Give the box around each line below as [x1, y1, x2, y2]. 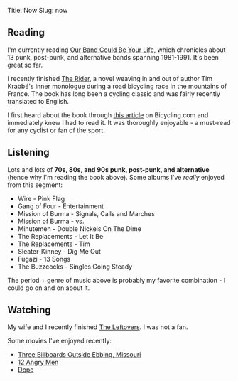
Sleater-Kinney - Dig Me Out [17, 247, 102, 255]
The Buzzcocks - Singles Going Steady [17, 262, 133, 271]
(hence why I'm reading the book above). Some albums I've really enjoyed [7, 173, 225, 181]
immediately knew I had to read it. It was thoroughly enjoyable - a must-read [7, 118, 231, 127]
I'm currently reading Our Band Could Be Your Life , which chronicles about [7, 45, 226, 54]
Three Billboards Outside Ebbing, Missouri [17, 350, 141, 359]
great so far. [7, 60, 43, 69]
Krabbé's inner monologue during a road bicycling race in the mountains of [7, 82, 227, 90]
